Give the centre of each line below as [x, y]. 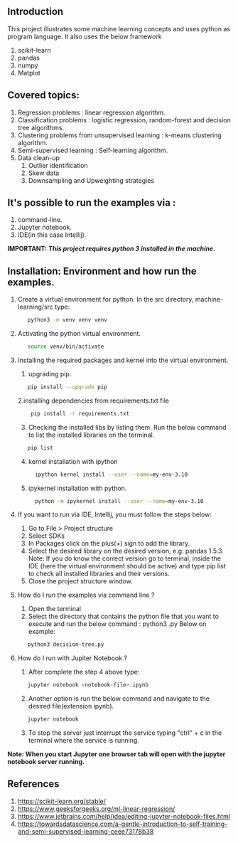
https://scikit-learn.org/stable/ [62, 801]
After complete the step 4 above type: [84, 672]
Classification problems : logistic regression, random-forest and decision [124, 120]
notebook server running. [46, 762]
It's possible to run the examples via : [92, 203]
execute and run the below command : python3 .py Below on [117, 624]
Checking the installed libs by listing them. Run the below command [127, 427]
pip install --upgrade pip [67, 387]
